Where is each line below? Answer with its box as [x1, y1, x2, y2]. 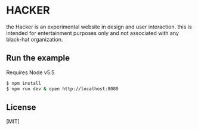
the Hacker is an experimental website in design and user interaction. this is [6, 23, 192, 30]
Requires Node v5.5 [6, 69, 55, 76]
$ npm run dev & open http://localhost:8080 [6, 85, 119, 92]
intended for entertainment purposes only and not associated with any [6, 29, 179, 36]
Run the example [6, 53, 70, 63]
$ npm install [6, 80, 42, 86]
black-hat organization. [6, 36, 63, 43]
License [6, 102, 36, 112]
